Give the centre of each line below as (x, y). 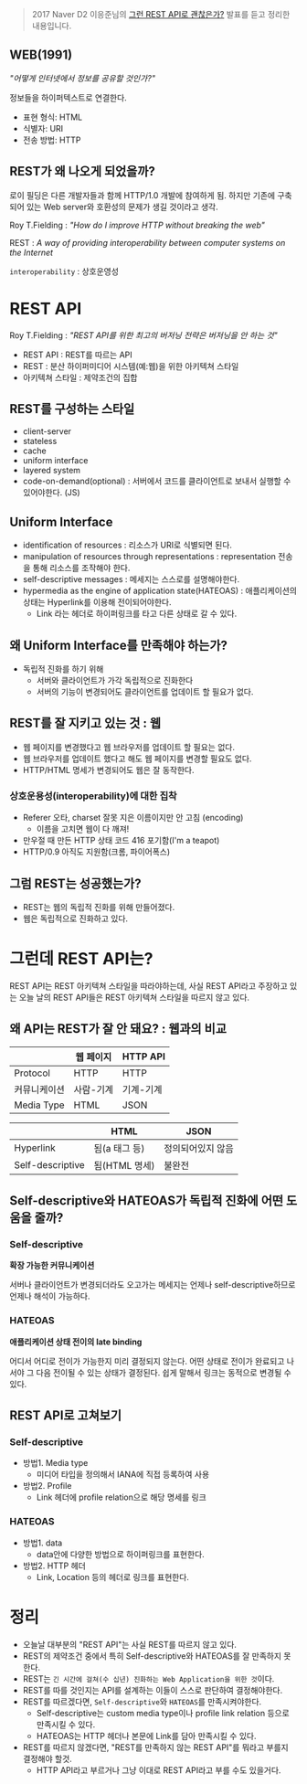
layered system (51, 471)
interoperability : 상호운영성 (64, 271)
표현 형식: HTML (53, 117)
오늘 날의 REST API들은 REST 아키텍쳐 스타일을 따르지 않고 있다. (134, 997)
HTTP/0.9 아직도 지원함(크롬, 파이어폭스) (96, 852)
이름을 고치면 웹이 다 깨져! (83, 829)
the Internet (31, 252)
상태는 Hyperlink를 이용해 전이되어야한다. (97, 602)
